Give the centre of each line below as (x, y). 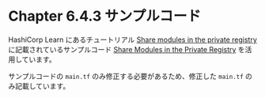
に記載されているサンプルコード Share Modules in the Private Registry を (127, 49)
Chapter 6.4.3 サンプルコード (105, 16)
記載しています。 (42, 86)
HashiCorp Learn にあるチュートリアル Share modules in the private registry (132, 40)
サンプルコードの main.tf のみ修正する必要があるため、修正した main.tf (126, 76)
